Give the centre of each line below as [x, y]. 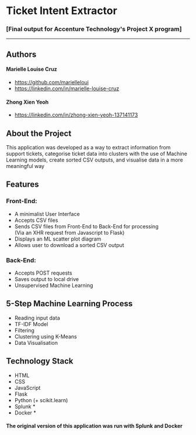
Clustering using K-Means [45, 336]
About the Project [39, 133]
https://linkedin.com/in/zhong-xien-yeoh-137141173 [76, 115]
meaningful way [25, 166]
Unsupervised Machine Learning [54, 286]
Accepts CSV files [36, 220]
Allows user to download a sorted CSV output [69, 245]
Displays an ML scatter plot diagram [58, 239]
